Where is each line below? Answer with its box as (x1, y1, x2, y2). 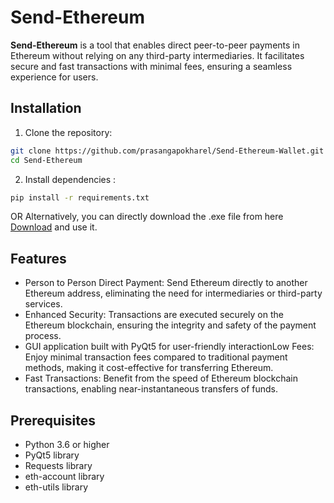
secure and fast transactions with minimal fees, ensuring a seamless (10, 60, 293, 72)
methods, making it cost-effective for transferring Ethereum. (24, 362, 274, 374)
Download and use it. (10, 221, 98, 233)
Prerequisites (10, 412, 96, 429)
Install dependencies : (24, 173, 117, 185)
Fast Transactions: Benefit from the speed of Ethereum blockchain (24, 372, 298, 385)
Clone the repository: (24, 126, 113, 138)
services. (24, 298, 63, 310)
